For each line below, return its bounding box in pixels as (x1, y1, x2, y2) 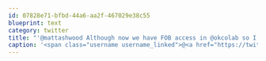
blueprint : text (8, 19, 62, 27)
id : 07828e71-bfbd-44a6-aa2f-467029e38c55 (8, 11, 150, 20)
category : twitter (8, 26, 69, 34)
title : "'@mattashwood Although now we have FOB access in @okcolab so (8, 33, 249, 42)
